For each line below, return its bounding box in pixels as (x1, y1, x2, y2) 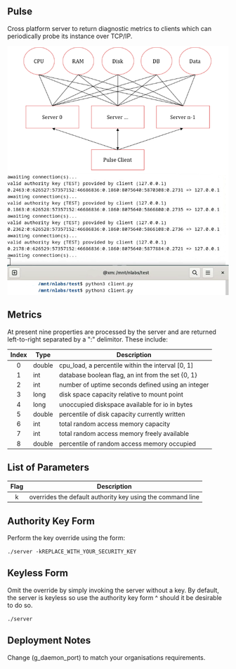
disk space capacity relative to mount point (59, 390, 184, 399)
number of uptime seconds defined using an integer (59, 380, 209, 389)
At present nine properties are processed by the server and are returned (7, 327, 216, 336)
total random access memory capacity (59, 420, 171, 428)
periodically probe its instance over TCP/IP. (7, 32, 133, 40)
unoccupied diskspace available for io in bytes (59, 400, 193, 408)
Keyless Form (7, 567, 69, 580)
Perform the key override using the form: (7, 533, 125, 542)
